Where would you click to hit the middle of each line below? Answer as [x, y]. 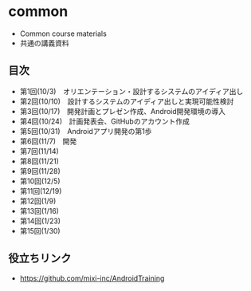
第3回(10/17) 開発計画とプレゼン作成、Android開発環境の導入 [122, 111]
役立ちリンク [40, 259]
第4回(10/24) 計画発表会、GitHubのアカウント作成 [104, 121]
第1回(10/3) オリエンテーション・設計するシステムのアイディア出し [131, 91]
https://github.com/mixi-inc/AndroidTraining [92, 278]
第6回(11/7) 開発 [48, 141]
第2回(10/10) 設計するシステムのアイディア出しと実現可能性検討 [127, 101]
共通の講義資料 [44, 43]
